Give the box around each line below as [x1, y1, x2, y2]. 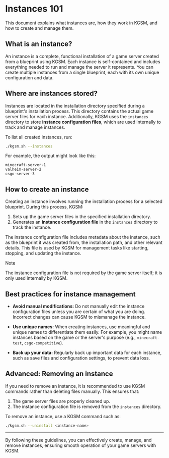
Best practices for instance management [5, 290, 136, 298]
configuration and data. [5, 74, 54, 81]
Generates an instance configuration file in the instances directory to [12, 219, 158, 225]
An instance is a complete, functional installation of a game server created [5, 53, 159, 59]
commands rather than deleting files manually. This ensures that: [5, 388, 140, 394]
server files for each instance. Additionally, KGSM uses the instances [5, 113, 148, 119]
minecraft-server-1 [5, 163, 46, 168]
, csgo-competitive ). [22, 340, 64, 346]
